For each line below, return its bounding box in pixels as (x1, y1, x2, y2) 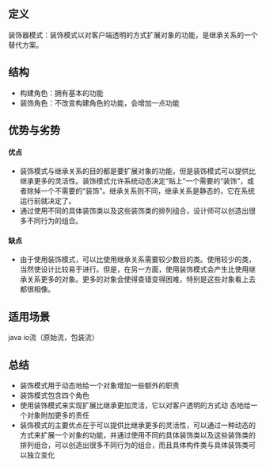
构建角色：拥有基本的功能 (19, 88, 104, 98)
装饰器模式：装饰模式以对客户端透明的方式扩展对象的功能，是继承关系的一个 (8, 30, 258, 40)
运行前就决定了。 (19, 196, 76, 206)
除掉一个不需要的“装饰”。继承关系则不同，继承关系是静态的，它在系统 (26, 186, 256, 196)
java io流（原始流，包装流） (8, 333, 99, 342)
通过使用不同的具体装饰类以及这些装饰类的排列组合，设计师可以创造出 (19, 206, 249, 216)
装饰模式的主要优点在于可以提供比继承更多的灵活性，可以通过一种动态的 (19, 420, 256, 430)
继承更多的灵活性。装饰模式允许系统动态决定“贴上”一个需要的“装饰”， (19, 176, 248, 186)
